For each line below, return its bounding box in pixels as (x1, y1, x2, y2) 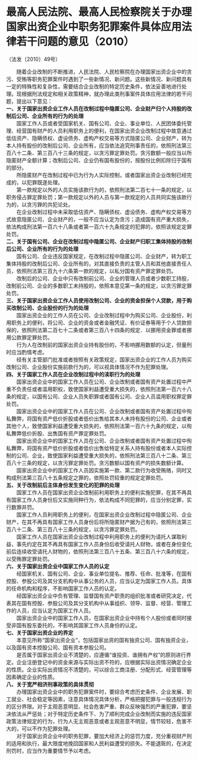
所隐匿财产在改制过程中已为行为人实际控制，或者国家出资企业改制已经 (16, 171, 187, 178)
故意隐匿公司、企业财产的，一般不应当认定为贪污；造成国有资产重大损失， (11, 216, 192, 223)
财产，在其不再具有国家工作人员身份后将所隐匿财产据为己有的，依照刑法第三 (6, 518, 192, 526)
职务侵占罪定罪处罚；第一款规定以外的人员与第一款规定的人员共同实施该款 (6, 193, 187, 201)
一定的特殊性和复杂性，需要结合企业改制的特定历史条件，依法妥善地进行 (6, 83, 181, 90)
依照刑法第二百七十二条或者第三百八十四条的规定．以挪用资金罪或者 (21, 326, 187, 334)
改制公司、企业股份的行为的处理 (11, 304, 89, 311)
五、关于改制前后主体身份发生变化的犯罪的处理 (6, 481, 120, 488)
